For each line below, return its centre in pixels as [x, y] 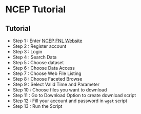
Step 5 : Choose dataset [38, 62]
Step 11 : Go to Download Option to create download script [74, 95]
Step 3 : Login [27, 52]
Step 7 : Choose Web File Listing [47, 73]
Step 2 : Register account [39, 46]
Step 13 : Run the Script [37, 106]
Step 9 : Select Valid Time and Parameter [56, 84]
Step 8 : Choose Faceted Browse [47, 79]
